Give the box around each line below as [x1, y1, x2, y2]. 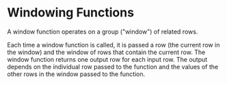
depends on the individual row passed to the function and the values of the [7, 62, 219, 71]
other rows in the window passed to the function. [7, 70, 146, 78]
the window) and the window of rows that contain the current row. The [7, 48, 206, 56]
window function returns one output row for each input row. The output [7, 55, 208, 63]
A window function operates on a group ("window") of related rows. [7, 27, 198, 36]
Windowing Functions [7, 5, 135, 21]
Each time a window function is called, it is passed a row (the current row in [7, 40, 220, 49]
